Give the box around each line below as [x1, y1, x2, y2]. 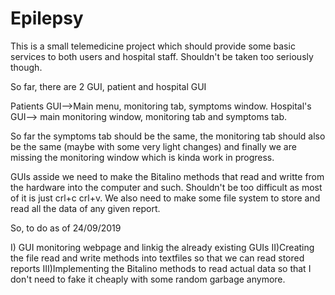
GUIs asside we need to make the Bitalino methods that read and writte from [10, 170, 325, 182]
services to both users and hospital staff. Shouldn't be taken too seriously [10, 50, 314, 62]
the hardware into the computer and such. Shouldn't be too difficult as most [10, 181, 323, 193]
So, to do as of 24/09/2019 [10, 222, 122, 234]
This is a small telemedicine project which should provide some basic [10, 40, 296, 52]
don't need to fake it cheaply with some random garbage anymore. [10, 273, 286, 285]
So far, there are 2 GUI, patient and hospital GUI [10, 80, 207, 92]
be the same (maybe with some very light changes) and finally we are [10, 140, 297, 152]
